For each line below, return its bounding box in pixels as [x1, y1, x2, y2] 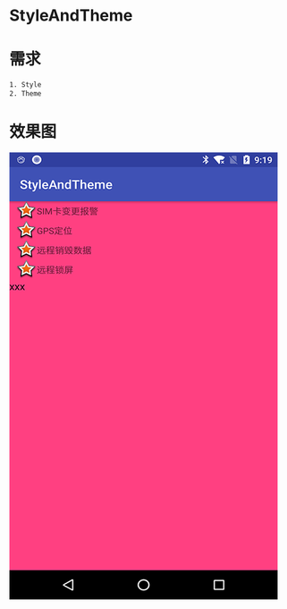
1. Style [9, 80, 42, 89]
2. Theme [9, 89, 42, 98]
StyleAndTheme [9, 5, 133, 26]
